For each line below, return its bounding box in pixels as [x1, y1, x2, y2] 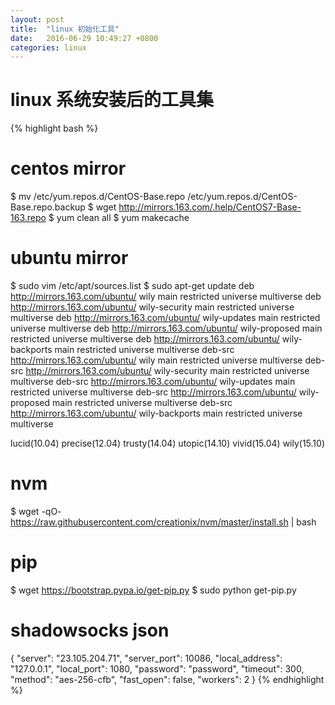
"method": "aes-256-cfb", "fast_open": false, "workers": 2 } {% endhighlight [10, 673, 325, 685]
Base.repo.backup [10, 201, 86, 213]
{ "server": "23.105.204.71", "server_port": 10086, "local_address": [10, 652, 283, 664]
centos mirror [10, 157, 127, 180]
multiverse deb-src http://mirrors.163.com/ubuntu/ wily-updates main [10, 376, 296, 388]
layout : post [10, 14, 65, 25]
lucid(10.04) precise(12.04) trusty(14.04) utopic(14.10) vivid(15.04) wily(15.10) [10, 437, 325, 450]
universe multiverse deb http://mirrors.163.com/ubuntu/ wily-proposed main [10, 322, 323, 335]
